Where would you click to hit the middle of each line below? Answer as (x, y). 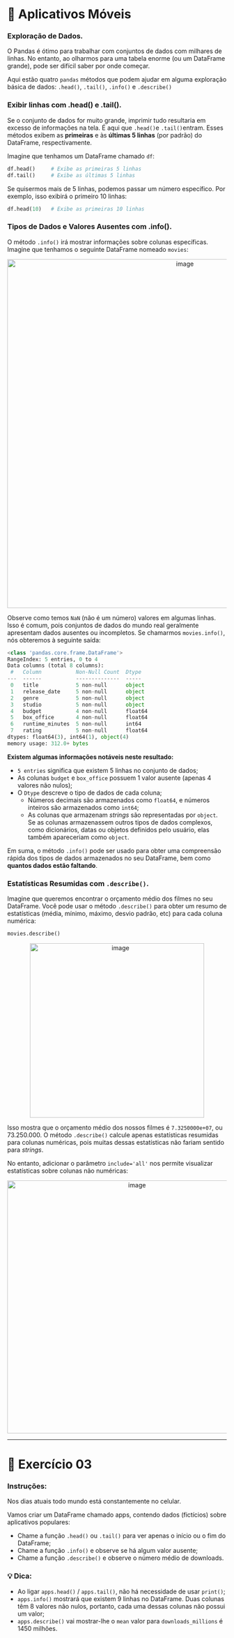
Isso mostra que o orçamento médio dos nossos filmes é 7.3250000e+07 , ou (115, 1127)
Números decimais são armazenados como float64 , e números (119, 800)
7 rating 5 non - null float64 (79, 731)
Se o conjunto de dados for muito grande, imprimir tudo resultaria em (107, 120)
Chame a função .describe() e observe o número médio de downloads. (120, 1558)
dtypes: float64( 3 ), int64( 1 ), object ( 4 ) (68, 737)
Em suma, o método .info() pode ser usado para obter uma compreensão (114, 850)
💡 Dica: (20, 1576)
